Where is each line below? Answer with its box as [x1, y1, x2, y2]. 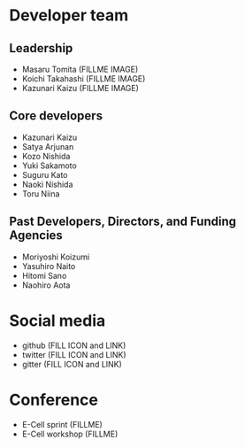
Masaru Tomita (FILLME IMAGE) [21, 64, 139, 74]
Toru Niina [21, 188, 60, 199]
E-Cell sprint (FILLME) [21, 419, 103, 429]
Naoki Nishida [21, 179, 73, 189]
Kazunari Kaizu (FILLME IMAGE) [21, 83, 140, 93]
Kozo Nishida [21, 151, 71, 161]
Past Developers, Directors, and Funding [9, 214, 237, 229]
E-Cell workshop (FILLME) [21, 429, 119, 439]
